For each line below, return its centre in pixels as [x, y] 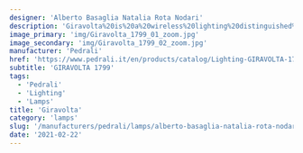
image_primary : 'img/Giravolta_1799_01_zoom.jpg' [105, 34]
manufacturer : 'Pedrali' [56, 51]
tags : [19, 76]
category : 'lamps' [44, 118]
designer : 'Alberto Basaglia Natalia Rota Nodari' [106, 18]
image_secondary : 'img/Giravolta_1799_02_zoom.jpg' [108, 43]
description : [34, 26]
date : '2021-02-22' [46, 135]
